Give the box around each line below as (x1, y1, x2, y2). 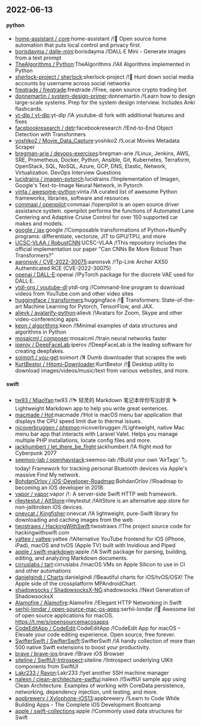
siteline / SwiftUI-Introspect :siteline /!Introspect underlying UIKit (14, 656, 173, 664)
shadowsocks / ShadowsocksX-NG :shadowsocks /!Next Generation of (14, 586, 190, 593)
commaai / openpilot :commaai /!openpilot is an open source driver (14, 200, 179, 208)
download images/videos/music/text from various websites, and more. (14, 367, 190, 374)
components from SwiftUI (14, 662, 79, 670)
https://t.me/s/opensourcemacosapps (14, 618, 109, 625)
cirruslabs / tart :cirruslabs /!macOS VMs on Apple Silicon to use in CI (14, 560, 185, 568)
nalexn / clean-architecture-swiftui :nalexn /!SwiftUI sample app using (14, 675, 187, 683)
